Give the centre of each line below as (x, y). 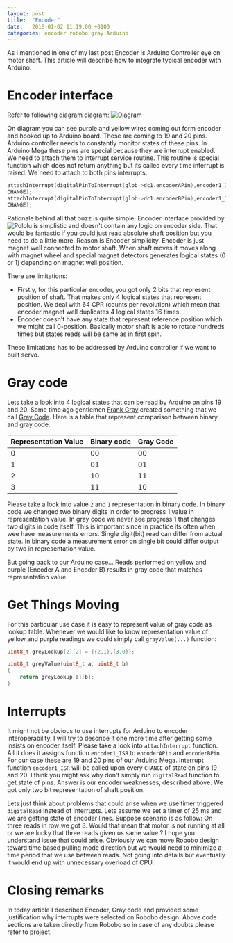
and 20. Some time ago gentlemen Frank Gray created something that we (112, 409)
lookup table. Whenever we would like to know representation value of (108, 631)
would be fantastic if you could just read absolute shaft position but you (110, 233)
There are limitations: (37, 276)
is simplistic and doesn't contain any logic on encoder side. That (126, 225)
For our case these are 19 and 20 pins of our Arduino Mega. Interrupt (106, 760)
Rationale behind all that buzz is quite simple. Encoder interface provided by (116, 218)
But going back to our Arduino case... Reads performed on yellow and (107, 562)
